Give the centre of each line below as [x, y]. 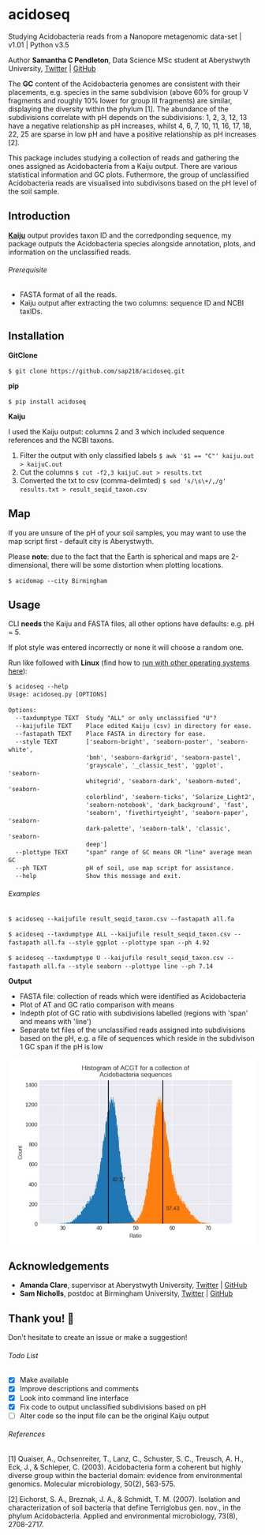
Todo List [23, 1355]
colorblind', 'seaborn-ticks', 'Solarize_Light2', [171, 798]
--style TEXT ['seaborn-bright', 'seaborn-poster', [114, 742]
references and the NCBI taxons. [61, 440]
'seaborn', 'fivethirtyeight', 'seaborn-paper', [167, 813]
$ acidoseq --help [38, 687]
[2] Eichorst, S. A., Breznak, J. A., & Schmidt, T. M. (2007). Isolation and [124, 1499]
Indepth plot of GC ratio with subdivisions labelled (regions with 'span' [134, 1013]
